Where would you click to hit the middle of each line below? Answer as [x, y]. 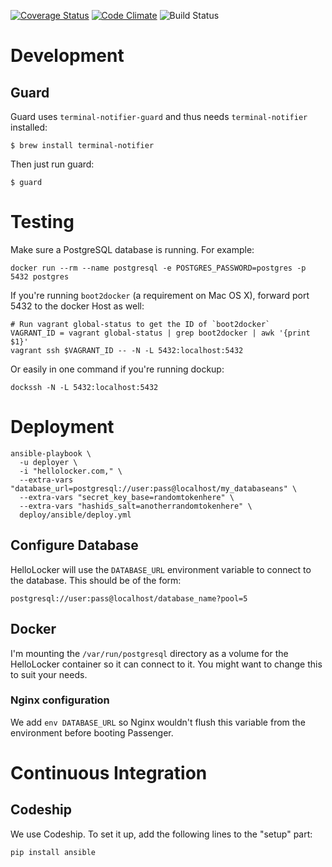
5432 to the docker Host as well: [77, 306]
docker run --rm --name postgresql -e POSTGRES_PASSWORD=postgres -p [158, 268]
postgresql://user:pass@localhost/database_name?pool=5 [129, 598]
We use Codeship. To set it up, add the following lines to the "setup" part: [161, 834]
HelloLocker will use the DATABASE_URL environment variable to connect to [161, 569]
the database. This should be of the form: [96, 580]
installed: [29, 127]
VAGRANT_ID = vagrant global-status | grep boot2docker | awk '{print [160, 333]
